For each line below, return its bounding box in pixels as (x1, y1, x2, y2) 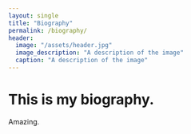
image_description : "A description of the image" (15, 49, 184, 57)
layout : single (8, 11, 59, 20)
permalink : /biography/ (8, 26, 88, 34)
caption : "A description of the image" (15, 57, 149, 65)
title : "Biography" (8, 19, 74, 27)
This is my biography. (8, 91, 154, 108)
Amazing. (8, 116, 40, 126)
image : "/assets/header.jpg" (15, 41, 113, 49)
